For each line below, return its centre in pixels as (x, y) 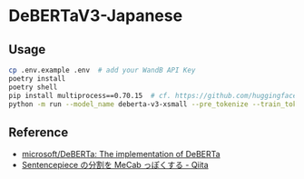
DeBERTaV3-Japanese (96, 16)
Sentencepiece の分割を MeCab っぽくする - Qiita (115, 165)
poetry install (37, 78)
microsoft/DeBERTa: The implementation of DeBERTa (121, 154)
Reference (39, 132)
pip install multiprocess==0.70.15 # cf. (90, 95)
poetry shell (33, 87)
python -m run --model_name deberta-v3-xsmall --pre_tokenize (128, 104)
